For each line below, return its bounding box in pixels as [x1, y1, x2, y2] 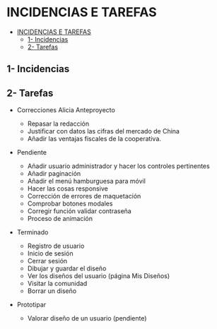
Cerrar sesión [27, 257, 68, 265]
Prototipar [16, 301, 47, 309]
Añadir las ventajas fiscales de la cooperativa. [27, 135, 162, 143]
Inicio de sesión [27, 249, 74, 258]
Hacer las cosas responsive [27, 184, 109, 193]
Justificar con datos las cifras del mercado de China [27, 127, 180, 136]
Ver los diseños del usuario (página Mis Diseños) [27, 272, 170, 280]
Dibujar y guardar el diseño [27, 264, 107, 273]
